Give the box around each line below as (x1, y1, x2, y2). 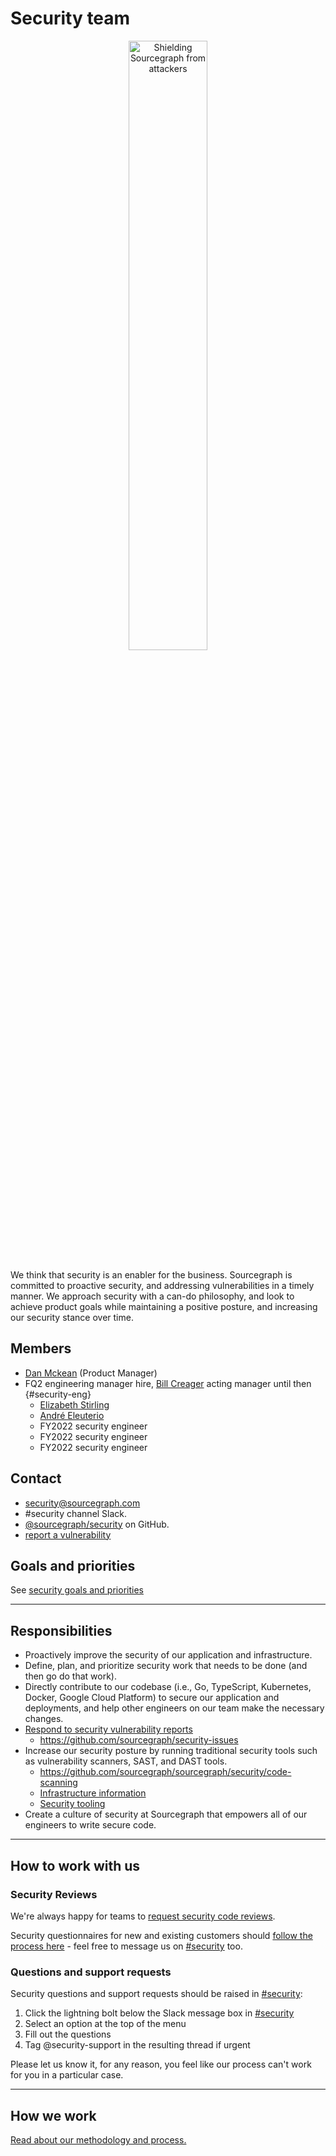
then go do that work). (24, 1670, 117, 1682)
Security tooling (39, 1798, 106, 1810)
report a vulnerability (24, 1528, 112, 1541)
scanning (39, 1777, 78, 1789)
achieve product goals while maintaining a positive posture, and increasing (10, 1300, 318, 1312)
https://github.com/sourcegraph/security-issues (39, 1734, 239, 1746)
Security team (10, 7, 131, 30)
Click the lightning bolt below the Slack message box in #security (24, 2007, 295, 2019)
